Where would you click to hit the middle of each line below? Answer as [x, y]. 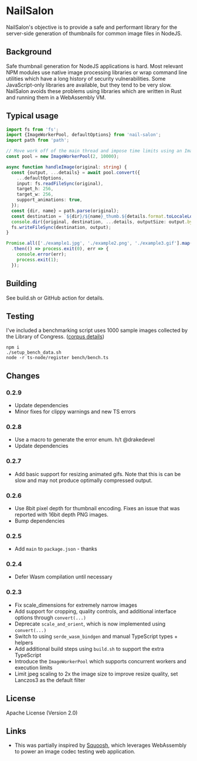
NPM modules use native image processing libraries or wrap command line [97, 72]
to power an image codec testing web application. [75, 752]
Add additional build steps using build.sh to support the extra [89, 649]
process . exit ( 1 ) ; [38, 260]
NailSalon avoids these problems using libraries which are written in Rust [94, 91]
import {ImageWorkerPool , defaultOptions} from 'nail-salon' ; [84, 135]
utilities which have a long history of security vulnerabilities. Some [86, 78]
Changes [23, 376]
